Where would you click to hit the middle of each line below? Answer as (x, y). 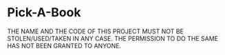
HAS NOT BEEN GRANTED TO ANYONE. (64, 45)
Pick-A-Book (44, 13)
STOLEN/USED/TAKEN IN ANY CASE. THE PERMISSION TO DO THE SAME (113, 38)
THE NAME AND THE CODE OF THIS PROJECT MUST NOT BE (96, 31)
